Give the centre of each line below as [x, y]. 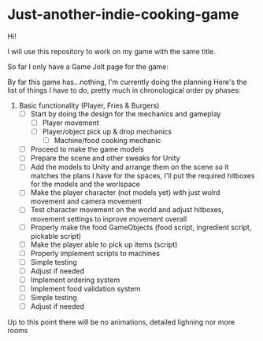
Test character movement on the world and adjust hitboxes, [127, 210]
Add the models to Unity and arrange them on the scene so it [130, 167]
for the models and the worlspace [85, 184]
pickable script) [56, 236]
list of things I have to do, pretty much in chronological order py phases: [124, 90]
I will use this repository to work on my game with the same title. [111, 51]
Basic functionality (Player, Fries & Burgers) [89, 105]
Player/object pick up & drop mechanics [107, 132]
